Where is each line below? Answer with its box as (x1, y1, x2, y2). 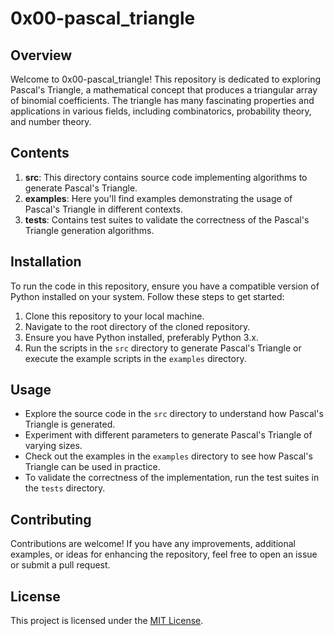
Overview (10, 47, 73, 64)
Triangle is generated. (24, 418, 116, 431)
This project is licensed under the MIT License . (10, 615, 204, 627)
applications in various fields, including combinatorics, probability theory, (10, 105, 312, 117)
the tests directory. (24, 482, 106, 494)
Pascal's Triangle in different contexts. (24, 203, 184, 215)
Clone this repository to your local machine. (24, 310, 205, 322)
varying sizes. (24, 440, 83, 452)
